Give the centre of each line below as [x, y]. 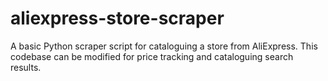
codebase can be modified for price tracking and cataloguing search [152, 56]
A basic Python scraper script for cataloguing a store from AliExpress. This [164, 46]
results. [26, 67]
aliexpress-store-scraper [117, 18]
